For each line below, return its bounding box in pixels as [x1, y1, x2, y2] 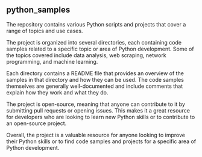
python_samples [6, 5, 71, 15]
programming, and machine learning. [6, 58, 98, 65]
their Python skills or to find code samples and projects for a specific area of [6, 138, 197, 145]
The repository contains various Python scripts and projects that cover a [6, 20, 186, 28]
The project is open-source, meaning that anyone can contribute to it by [6, 100, 186, 108]
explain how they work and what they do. [6, 88, 109, 96]
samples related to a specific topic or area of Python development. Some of [6, 45, 194, 52]
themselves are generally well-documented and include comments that [6, 82, 183, 90]
